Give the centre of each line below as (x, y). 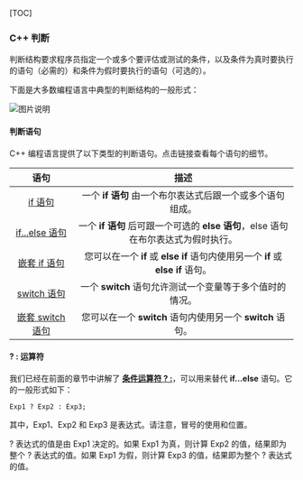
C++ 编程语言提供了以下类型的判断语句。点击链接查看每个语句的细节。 (141, 153)
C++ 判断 (29, 38)
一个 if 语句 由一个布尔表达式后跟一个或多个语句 (184, 195)
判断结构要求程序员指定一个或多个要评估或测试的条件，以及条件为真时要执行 (151, 60)
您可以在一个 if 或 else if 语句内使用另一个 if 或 (183, 256)
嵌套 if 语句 (41, 263)
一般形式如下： (45, 389)
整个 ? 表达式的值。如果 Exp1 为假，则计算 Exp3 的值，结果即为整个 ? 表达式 (151, 455)
